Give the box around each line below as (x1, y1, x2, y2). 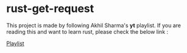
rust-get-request (6, 2, 94, 16)
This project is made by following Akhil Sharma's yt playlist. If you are (6, 22, 182, 29)
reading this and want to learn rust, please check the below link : (6, 28, 169, 35)
